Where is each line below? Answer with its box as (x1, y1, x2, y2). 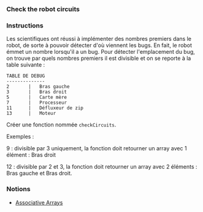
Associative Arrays (15, 199, 63, 206)
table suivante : (6, 61, 45, 68)
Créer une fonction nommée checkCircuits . (6, 121, 117, 128)
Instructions (6, 21, 44, 29)
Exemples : (6, 133, 34, 141)
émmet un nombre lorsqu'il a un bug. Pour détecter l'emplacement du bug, (6, 48, 195, 56)
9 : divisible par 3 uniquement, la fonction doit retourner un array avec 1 (6, 145, 187, 152)
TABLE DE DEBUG (6, 73, 45, 79)
